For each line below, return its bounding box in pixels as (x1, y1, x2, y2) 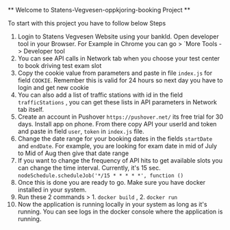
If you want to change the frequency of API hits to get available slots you (17, 157, 223, 164)
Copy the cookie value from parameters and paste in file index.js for (17, 69, 213, 77)
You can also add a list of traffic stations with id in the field (17, 91, 183, 99)
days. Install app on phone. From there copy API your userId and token (17, 120, 217, 128)
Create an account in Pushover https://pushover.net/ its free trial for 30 (17, 113, 224, 121)
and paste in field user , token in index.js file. (17, 127, 144, 135)
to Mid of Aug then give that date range (17, 149, 129, 157)
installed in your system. (17, 185, 87, 194)
